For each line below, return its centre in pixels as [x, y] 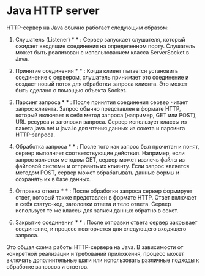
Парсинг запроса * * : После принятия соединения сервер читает [102, 102]
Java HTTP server [53, 11]
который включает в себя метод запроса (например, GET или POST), [106, 115]
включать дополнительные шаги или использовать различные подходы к [103, 260]
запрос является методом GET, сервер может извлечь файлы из [100, 159]
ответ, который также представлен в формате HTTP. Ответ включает [106, 197]
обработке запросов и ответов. [47, 266]
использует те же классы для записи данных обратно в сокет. [97, 210]
